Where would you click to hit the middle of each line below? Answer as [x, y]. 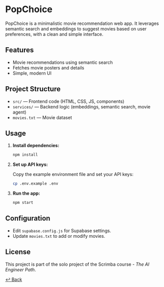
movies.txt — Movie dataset [42, 117]
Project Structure [33, 89]
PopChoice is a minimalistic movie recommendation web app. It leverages [82, 23]
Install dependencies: [36, 146]
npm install [25, 155]
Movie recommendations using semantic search [63, 62]
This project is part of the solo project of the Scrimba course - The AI [77, 264]
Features [19, 50]
